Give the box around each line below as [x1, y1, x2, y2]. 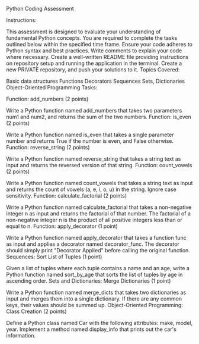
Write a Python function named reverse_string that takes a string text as [6, 155, 181, 162]
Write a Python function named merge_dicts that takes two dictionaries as [6, 289, 187, 296]
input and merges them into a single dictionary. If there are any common [6, 295, 182, 302]
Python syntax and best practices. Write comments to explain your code [6, 47, 182, 54]
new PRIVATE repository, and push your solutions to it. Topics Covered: [6, 66, 180, 73]
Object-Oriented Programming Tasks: [6, 84, 98, 91]
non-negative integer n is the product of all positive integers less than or [6, 217, 182, 223]
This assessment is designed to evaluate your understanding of [6, 28, 161, 35]
